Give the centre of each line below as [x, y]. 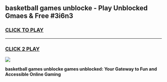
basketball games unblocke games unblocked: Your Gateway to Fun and [81, 69]
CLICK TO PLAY [24, 30]
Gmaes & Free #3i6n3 [39, 16]
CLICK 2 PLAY [22, 49]
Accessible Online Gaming [33, 74]
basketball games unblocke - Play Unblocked [77, 8]
